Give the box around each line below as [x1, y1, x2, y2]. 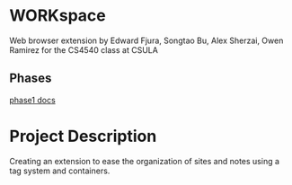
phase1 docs [9, 94, 56, 105]
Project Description [9, 126, 157, 146]
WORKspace [9, 5, 106, 26]
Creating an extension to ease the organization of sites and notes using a [9, 155, 280, 166]
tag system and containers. [9, 165, 111, 176]
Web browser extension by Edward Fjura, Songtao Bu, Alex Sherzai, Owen [9, 35, 284, 46]
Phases [9, 71, 52, 86]
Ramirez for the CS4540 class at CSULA [9, 44, 159, 55]
